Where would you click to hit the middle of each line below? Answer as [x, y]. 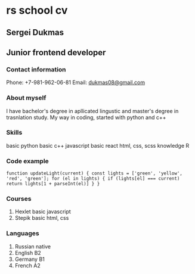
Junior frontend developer [56, 52]
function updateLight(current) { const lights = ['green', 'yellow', [95, 173]
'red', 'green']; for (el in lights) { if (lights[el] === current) [93, 179]
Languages [23, 233]
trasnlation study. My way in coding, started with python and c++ [86, 117]
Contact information [36, 69]
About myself [26, 98]
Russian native [33, 246]
